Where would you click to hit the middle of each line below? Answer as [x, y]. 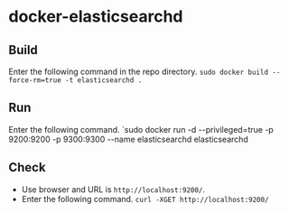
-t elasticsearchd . [104, 80]
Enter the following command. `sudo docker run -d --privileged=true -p [141, 129]
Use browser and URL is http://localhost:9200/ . [113, 189]
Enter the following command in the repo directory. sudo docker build [138, 71]
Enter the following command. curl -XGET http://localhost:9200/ [145, 199]
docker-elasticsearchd [96, 17]
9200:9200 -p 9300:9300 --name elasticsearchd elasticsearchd [129, 139]
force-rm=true [35, 80]
